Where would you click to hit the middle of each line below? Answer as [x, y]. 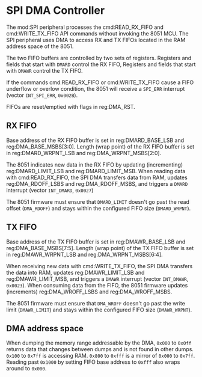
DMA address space [45, 328]
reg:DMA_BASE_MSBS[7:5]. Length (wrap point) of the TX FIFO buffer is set [100, 248]
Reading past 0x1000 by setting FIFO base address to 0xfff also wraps [93, 362]
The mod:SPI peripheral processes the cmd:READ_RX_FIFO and [85, 27]
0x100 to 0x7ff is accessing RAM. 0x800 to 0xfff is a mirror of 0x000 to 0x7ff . [101, 356]
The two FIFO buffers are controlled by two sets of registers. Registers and [99, 58]
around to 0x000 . [26, 369]
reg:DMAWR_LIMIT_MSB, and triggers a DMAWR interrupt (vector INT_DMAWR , [97, 279]
